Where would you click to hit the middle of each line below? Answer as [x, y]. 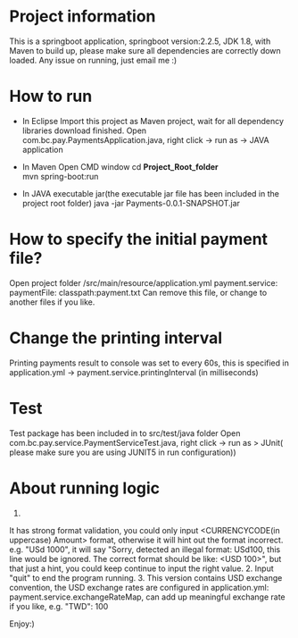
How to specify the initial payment [139, 239]
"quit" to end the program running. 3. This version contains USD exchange [146, 577]
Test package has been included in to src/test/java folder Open [125, 433]
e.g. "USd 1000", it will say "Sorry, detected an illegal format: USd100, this [145, 549]
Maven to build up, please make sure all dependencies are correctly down [145, 50]
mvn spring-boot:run [60, 176]
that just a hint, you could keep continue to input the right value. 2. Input [141, 568]
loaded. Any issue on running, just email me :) [93, 60]
